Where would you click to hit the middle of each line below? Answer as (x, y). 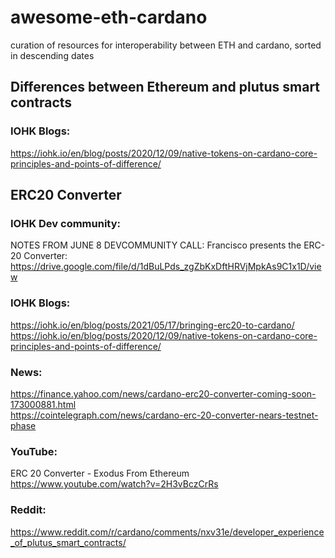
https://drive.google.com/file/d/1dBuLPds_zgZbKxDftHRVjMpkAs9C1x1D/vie (166, 267)
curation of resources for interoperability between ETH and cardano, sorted (166, 45)
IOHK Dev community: (65, 223)
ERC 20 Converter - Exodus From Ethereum (100, 473)
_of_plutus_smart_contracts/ (68, 542)
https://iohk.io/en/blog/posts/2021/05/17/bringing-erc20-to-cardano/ (152, 325)
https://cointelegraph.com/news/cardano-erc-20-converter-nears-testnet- (164, 415)
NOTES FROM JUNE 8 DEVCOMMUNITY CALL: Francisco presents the (156, 245)
